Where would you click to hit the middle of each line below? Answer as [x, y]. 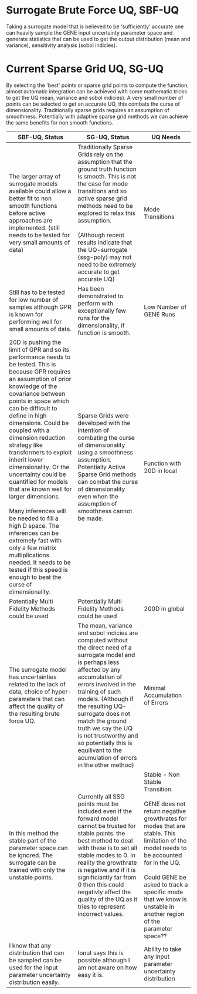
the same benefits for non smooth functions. [60, 122]
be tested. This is [33, 364]
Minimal [155, 688]
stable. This [160, 833]
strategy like [26, 445]
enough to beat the [35, 577]
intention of [94, 430]
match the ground [102, 721]
